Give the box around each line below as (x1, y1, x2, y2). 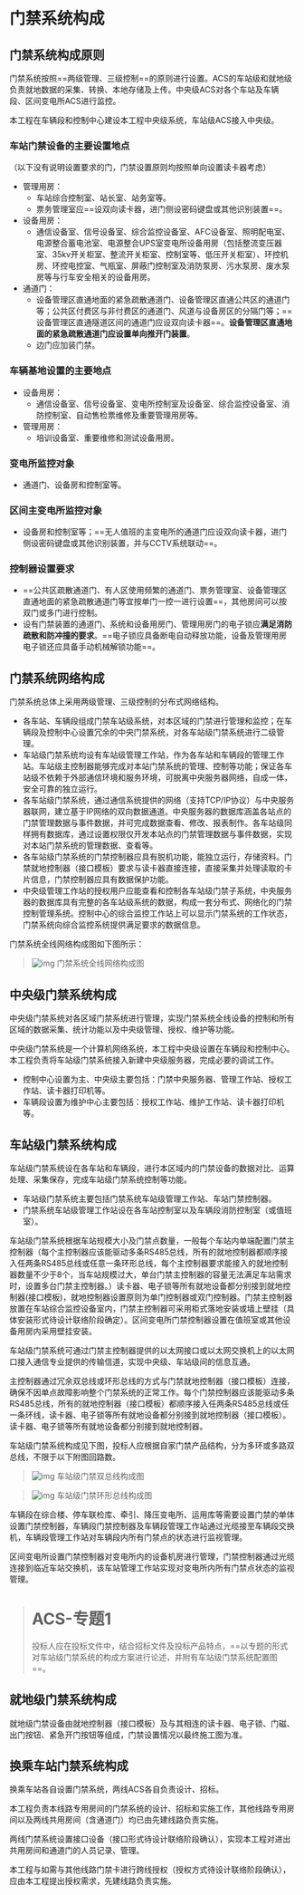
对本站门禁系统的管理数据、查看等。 (22, 840, 158, 851)
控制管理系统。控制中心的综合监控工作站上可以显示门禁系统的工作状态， (22, 908, 292, 919)
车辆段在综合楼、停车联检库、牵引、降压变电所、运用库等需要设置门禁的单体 (9, 1509, 295, 1520)
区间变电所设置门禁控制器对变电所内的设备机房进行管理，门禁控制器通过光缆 (9, 1551, 295, 1562)
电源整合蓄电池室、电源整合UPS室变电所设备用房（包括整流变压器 (35, 237, 282, 249)
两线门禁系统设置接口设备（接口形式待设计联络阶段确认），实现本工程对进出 (9, 1833, 291, 1844)
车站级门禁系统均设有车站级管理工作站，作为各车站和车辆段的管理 (22, 749, 269, 761)
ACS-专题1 (31, 1609, 111, 1630)
